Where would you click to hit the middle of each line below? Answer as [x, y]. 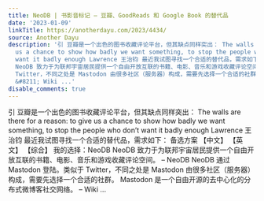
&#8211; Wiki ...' [46, 81]
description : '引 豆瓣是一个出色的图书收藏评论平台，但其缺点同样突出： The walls [131, 45]
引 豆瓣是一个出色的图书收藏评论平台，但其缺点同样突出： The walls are [125, 112]
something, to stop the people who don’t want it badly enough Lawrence [126, 130]
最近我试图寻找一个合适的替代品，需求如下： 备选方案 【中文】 [125, 140]
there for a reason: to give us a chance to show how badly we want [117, 121]
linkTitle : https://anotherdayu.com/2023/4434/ [88, 30]
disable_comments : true [47, 89]
